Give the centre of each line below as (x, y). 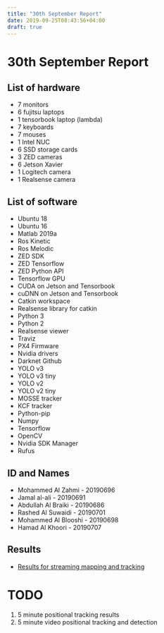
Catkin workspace (44, 301)
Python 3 (31, 316)
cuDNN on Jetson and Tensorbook (68, 294)
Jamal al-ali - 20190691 (51, 497)
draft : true (25, 27)
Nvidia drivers (38, 354)
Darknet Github (39, 361)
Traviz (26, 338)
